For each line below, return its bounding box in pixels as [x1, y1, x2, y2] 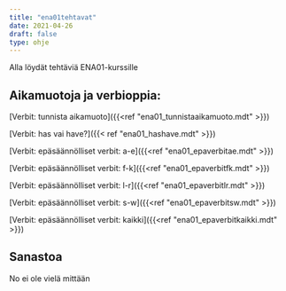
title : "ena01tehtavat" [9, 12, 97, 22]
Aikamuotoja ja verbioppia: [9, 88, 161, 103]
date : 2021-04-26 [9, 21, 73, 30]
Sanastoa [9, 249, 63, 264]
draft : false [9, 29, 58, 38]
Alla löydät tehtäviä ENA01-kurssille [9, 62, 139, 73]
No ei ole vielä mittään [9, 272, 90, 284]
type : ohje [9, 37, 50, 47]
